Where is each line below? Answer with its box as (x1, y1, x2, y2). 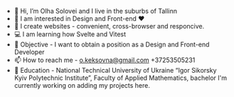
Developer (14, 48, 45, 56)
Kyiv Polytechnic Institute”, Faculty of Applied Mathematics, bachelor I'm (14, 73, 228, 82)
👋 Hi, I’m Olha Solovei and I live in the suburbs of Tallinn (14, 7, 178, 15)
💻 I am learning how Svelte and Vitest (14, 30, 127, 39)
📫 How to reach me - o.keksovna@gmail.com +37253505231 (14, 56, 196, 64)
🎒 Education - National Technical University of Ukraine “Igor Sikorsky (14, 66, 217, 74)
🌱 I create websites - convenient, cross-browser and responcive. (14, 22, 205, 30)
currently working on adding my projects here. (14, 81, 151, 89)
